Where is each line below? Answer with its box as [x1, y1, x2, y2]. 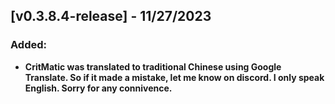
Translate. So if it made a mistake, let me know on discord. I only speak [24, 71, 325, 83]
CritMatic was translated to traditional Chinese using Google [24, 60, 282, 73]
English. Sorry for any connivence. [24, 82, 173, 94]
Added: [10, 38, 47, 52]
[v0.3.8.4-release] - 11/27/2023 [10, 8, 212, 25]
